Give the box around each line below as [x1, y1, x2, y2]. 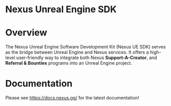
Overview [5, 27, 47, 39]
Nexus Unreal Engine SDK [5, 4, 117, 15]
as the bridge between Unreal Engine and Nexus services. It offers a [5, 49, 149, 56]
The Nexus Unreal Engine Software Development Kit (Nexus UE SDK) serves [5, 44, 166, 50]
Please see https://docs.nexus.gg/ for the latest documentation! [5, 95, 139, 101]
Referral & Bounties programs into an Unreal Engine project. [5, 60, 132, 66]
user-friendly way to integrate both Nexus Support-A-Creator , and [16, 55, 157, 61]
